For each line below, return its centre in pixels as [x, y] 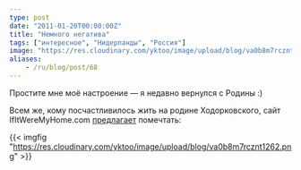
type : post [30, 17]
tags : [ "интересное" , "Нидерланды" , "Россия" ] [98, 42]
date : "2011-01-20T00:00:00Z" [66, 26]
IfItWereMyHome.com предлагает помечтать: [95, 119]
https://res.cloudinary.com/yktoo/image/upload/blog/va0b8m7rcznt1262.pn [152, 146]
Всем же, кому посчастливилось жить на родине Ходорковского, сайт [145, 110]
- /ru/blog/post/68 [62, 68]
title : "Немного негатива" [60, 34]
